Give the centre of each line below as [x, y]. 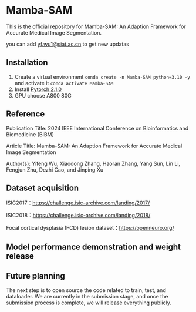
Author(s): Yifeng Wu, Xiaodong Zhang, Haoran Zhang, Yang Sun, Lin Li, [93, 163]
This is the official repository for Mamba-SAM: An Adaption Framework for [96, 26]
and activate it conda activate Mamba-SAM [64, 83]
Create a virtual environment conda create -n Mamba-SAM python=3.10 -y [102, 76]
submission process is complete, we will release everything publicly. [89, 303]
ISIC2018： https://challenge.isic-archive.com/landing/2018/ [78, 216]
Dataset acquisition [43, 188]
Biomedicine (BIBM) [30, 134]
